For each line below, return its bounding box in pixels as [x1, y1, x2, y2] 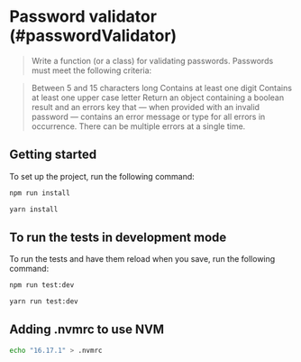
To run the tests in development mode [9, 229, 227, 245]
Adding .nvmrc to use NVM [9, 322, 165, 338]
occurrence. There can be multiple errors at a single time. [31, 120, 246, 132]
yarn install [9, 205, 59, 214]
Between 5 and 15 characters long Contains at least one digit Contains [31, 82, 293, 93]
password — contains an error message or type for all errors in [31, 111, 266, 122]
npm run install [9, 188, 70, 198]
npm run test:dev [9, 281, 75, 290]
